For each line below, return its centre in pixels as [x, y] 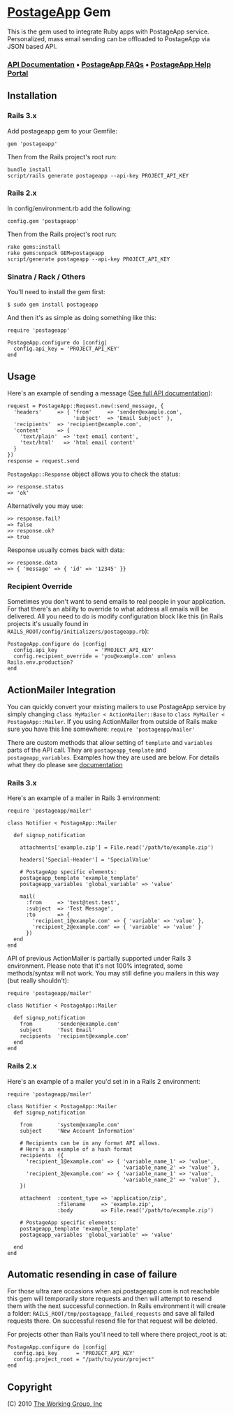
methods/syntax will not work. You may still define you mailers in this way [113, 973]
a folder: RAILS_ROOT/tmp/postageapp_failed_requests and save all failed [111, 1314]
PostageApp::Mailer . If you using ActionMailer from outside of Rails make [112, 722]
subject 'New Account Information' [78, 1131]
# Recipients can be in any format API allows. [90, 1143]
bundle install [29, 169]
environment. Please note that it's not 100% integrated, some [95, 966]
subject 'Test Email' [58, 1030]
